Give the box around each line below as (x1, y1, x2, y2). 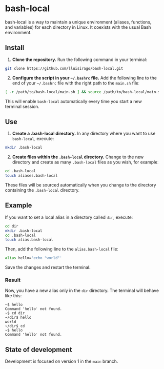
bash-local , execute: (12, 136, 54, 142)
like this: (5, 293, 22, 299)
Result (5, 277, 21, 284)
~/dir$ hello (5, 315, 32, 320)
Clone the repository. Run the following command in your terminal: (12, 57, 147, 62)
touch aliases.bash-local (5, 173, 58, 178)
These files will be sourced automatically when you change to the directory (5, 182, 156, 188)
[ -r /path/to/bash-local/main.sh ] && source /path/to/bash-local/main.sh (5, 89, 163, 94)
